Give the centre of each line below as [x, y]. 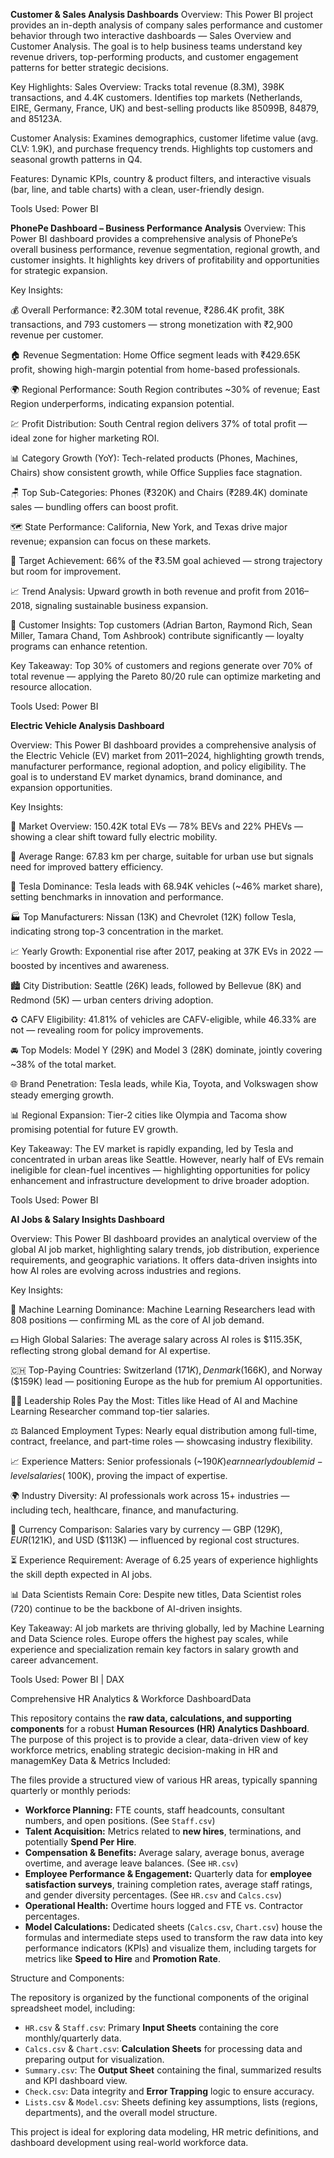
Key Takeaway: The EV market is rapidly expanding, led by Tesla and [152, 1148]
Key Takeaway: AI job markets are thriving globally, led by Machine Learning [167, 1628]
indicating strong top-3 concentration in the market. [117, 931]
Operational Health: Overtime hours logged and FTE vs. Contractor [164, 1905]
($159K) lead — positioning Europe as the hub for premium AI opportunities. [166, 1381]
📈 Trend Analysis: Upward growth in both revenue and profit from [146, 591]
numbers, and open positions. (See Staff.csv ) [120, 1820]
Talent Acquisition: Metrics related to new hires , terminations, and [163, 1831]
